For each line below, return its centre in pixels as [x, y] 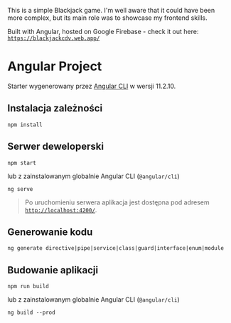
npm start [22, 163]
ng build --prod [31, 313]
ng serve [20, 189]
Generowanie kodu [50, 232]
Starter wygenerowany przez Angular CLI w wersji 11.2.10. [92, 86]
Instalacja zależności [55, 108]
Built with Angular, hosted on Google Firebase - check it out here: [103, 32]
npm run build [28, 287]
